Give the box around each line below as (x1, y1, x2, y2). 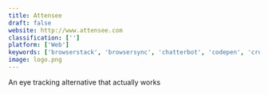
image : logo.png (8, 56, 62, 64)
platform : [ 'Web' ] (8, 41, 69, 49)
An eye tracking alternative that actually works (8, 77, 161, 87)
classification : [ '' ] (8, 33, 81, 42)
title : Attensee (8, 11, 62, 20)
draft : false (8, 19, 52, 27)
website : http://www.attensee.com (8, 26, 124, 34)
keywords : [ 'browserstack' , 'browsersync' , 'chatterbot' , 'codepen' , (8, 48, 245, 56)
